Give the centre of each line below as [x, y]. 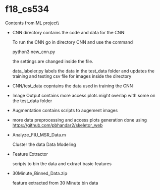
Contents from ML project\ [32, 23]
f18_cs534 [27, 9]
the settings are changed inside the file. [53, 61]
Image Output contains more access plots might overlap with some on [84, 95]
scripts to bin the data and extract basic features [62, 163]
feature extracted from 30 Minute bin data [55, 183]
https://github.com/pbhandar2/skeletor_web [57, 125]
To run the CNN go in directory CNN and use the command [73, 42]
